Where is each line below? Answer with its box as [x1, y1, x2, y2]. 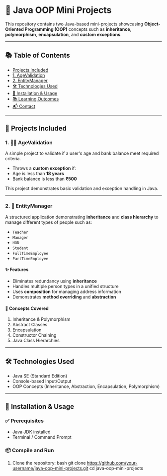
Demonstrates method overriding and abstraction [12, 293, 116, 300]
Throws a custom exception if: [12, 165, 76, 171]
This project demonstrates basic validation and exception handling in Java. [5, 186, 159, 191]
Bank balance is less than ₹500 [12, 176, 77, 182]
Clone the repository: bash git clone [12, 460, 86, 466]
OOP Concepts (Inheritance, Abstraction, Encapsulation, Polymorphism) [12, 383, 160, 389]
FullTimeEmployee [12, 251, 49, 256]
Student [12, 246, 28, 251]
